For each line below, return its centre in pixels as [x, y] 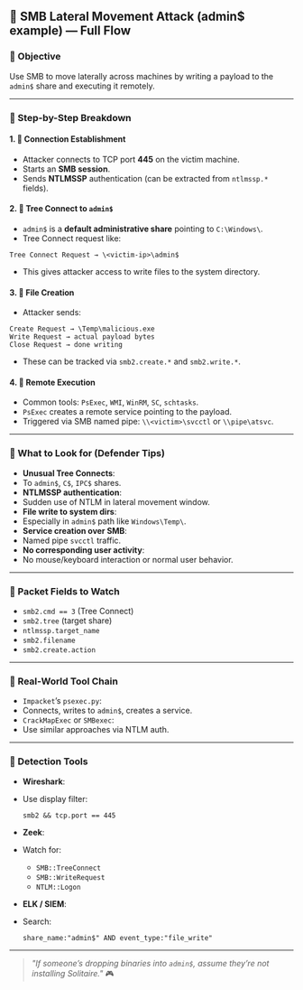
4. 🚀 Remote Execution [53, 382]
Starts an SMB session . [66, 169]
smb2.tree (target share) [67, 621]
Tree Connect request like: [72, 238]
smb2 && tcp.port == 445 [69, 815]
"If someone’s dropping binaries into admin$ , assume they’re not [150, 963]
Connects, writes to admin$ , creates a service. [107, 711]
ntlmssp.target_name [61, 631]
